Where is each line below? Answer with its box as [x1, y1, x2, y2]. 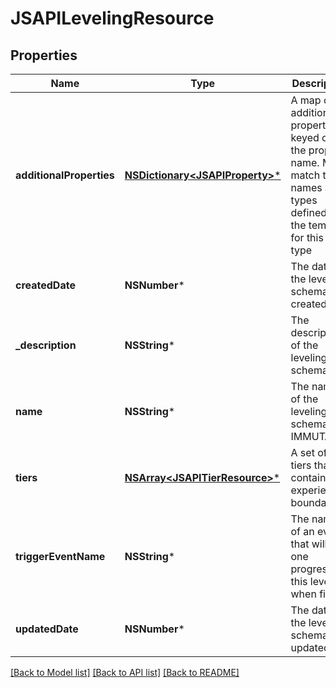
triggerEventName [15, 550, 106, 563]
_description [15, 338, 77, 352]
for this [290, 231, 324, 244]
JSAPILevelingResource [10, 7, 215, 30]
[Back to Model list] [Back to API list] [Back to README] [10, 667, 240, 678]
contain [290, 471, 327, 484]
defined [290, 206, 328, 219]
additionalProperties [15, 168, 115, 182]
